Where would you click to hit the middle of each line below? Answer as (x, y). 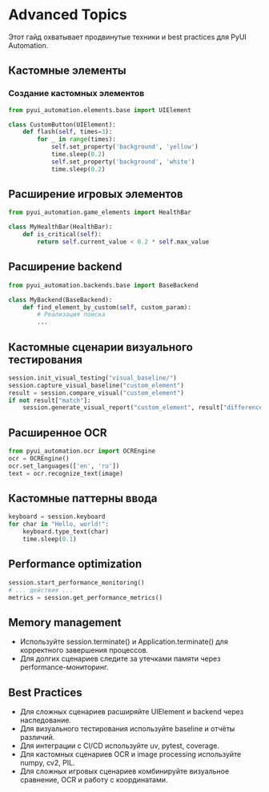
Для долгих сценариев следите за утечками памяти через (120, 659)
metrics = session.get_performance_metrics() (85, 597)
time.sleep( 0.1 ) (50, 539)
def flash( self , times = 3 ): (68, 132)
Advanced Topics (68, 15)
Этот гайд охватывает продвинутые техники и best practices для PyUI (127, 37)
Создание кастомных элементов (76, 94)
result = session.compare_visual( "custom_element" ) (96, 393)
